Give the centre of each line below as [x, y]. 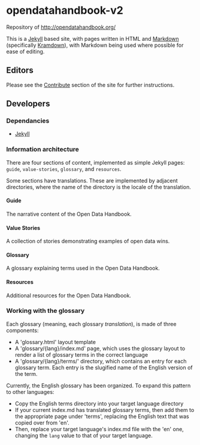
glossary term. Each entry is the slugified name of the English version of [104, 368]
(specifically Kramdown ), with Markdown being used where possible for [95, 45]
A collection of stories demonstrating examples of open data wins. [88, 241]
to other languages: [30, 392]
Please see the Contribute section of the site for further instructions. [90, 85]
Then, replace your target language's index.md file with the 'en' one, [99, 429]
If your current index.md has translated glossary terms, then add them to [104, 410]
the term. [26, 374]
